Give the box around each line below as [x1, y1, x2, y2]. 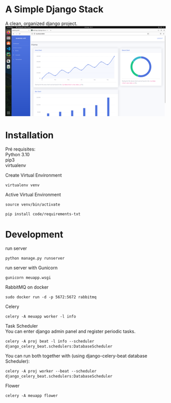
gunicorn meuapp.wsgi [5, 275, 51, 280]
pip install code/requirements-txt [5, 212, 81, 217]
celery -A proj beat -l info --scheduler [5, 339, 95, 344]
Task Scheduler [5, 323, 38, 329]
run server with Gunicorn [5, 265, 58, 271]
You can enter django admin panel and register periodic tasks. [5, 328, 136, 334]
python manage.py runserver [5, 256, 65, 261]
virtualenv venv [5, 183, 40, 188]
